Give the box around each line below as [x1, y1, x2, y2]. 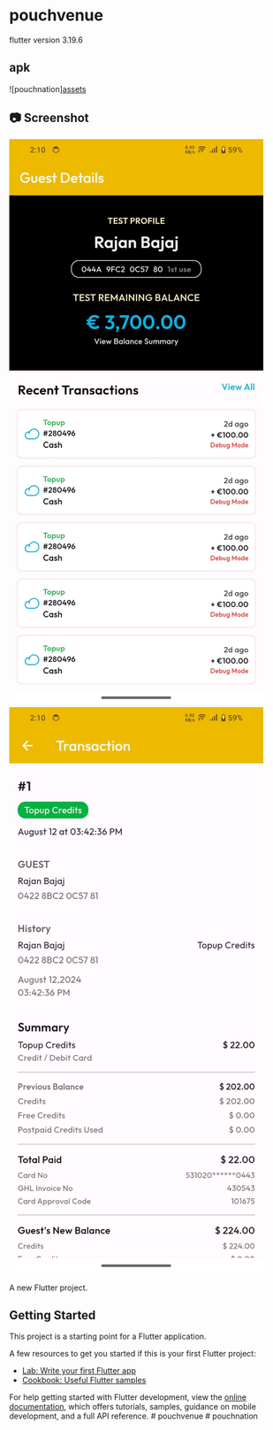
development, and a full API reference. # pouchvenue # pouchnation [9, 1411, 259, 1421]
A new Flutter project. [9, 1282, 88, 1293]
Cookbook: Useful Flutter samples [21, 1375, 147, 1386]
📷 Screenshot [9, 111, 90, 126]
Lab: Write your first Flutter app [21, 1365, 137, 1376]
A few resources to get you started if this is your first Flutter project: [9, 1349, 256, 1359]
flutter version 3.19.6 [9, 35, 84, 45]
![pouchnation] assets [9, 83, 87, 94]
